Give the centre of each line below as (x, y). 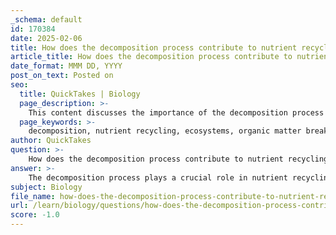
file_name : (33, 196)
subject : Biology (46, 187)
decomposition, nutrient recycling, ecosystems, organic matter (165, 131)
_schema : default (46, 19)
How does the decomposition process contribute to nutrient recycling (178, 159)
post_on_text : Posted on (62, 76)
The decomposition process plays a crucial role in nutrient (158, 177)
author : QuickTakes (51, 141)
